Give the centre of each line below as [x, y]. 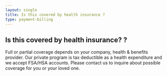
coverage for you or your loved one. [43, 68]
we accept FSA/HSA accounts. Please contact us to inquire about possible [83, 63]
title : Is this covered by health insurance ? [55, 15]
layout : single [21, 10]
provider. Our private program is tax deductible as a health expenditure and [84, 58]
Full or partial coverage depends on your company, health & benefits [77, 52]
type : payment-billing [29, 19]
